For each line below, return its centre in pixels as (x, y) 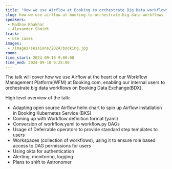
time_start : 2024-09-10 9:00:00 (40, 58)
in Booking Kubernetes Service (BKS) (52, 113)
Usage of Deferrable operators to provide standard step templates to (85, 130)
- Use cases (20, 39)
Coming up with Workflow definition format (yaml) (66, 119)
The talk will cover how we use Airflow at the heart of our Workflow (76, 77)
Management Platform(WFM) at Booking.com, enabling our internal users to (85, 82)
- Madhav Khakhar (26, 24)
